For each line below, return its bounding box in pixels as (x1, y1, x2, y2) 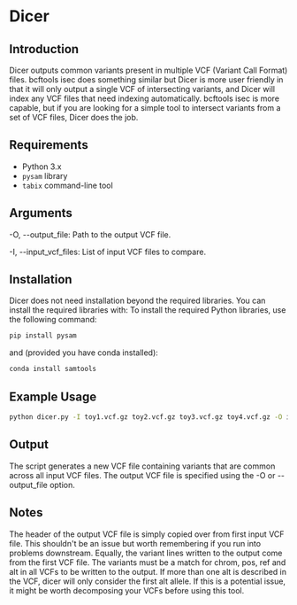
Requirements (9, 137, 88, 152)
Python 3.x (21, 161, 62, 172)
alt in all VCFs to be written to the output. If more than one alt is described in (9, 566, 287, 577)
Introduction (9, 42, 80, 57)
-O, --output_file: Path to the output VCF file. (9, 229, 171, 240)
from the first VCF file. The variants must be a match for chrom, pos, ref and (9, 556, 286, 568)
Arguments (9, 206, 73, 221)
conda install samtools (9, 365, 97, 374)
